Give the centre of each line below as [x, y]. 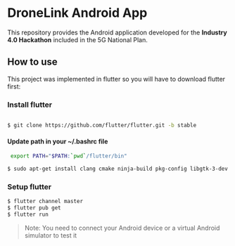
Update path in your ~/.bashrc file [58, 141]
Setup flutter [30, 186]
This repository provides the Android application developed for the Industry [117, 32]
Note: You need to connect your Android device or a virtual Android [122, 228]
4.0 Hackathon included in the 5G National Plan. [77, 39]
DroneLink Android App [77, 13]
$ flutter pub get [34, 208]
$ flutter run [28, 214]
